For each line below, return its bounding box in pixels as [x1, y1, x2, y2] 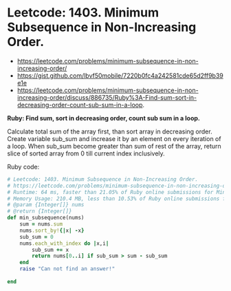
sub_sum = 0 [19, 233, 54, 240]
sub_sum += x [32, 246, 69, 253]
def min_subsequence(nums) [7, 215, 85, 222]
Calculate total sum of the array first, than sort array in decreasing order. [7, 127, 212, 136]
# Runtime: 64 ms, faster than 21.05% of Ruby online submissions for [7, 188, 214, 195]
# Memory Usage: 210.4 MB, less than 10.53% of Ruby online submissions [7, 195, 220, 202]
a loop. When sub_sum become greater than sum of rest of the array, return [7, 142, 221, 150]
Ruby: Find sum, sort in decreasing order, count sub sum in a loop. [7, 114, 201, 122]
